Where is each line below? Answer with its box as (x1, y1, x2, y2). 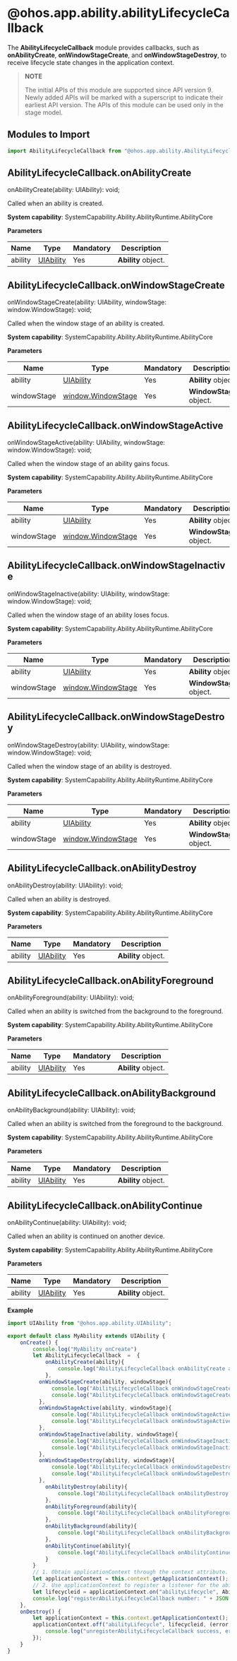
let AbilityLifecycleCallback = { (32, 1352, 140, 1360)
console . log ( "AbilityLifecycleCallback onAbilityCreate (57, 1365, 226, 1372)
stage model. (24, 108, 63, 116)
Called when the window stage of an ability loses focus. (7, 611, 169, 619)
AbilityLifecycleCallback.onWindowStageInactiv (7, 560, 226, 572)
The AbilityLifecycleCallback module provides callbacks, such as (7, 43, 200, 52)
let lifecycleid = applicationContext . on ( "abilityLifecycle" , (32, 1588, 219, 1595)
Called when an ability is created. (7, 199, 104, 208)
